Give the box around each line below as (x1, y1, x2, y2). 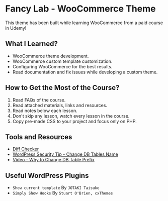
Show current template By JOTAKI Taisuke (12, 184, 100, 191)
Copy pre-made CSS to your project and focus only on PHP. (12, 118, 137, 124)
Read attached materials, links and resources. (12, 102, 107, 108)
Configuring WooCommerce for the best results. (12, 63, 113, 69)
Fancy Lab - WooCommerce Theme (5, 3, 156, 15)
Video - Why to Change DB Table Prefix (12, 157, 95, 163)
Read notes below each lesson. (12, 108, 77, 114)
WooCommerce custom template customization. (12, 58, 113, 64)
